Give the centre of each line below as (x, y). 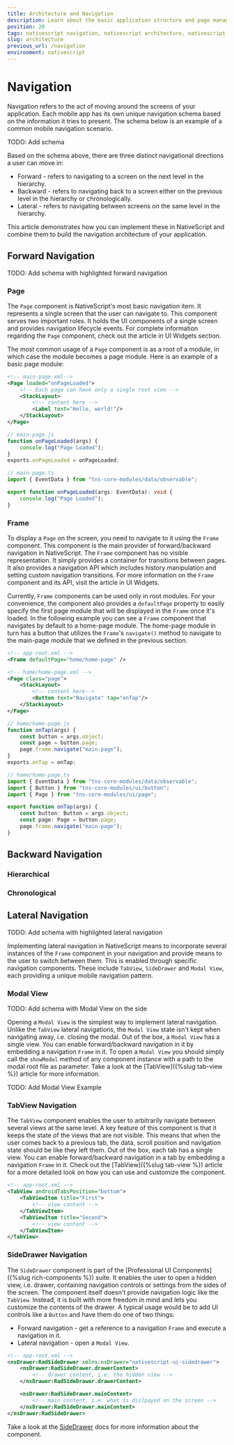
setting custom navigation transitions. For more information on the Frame (111, 575)
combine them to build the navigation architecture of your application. (107, 234)
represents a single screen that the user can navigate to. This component (112, 313)
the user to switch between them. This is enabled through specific (102, 960)
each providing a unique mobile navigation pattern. (80, 975)
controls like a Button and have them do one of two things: (91, 1314)
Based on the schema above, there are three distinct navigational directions (116, 155)
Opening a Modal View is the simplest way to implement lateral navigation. (112, 1022)
